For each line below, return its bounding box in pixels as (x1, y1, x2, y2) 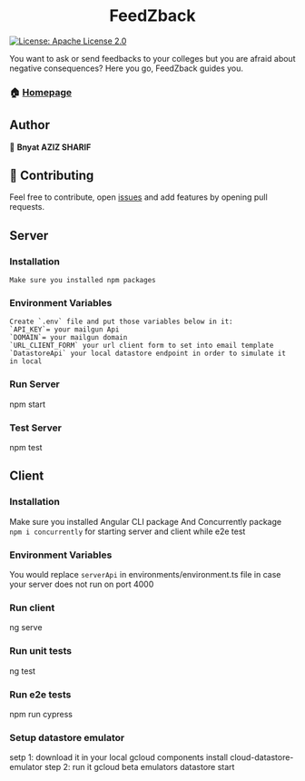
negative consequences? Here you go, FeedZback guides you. (9, 63, 243, 74)
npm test (9, 442, 43, 453)
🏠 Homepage (9, 85, 73, 98)
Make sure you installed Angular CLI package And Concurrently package (9, 516, 282, 527)
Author (9, 117, 50, 133)
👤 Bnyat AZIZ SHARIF (9, 142, 92, 153)
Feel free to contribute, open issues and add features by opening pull (9, 192, 268, 203)
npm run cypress (9, 708, 73, 719)
